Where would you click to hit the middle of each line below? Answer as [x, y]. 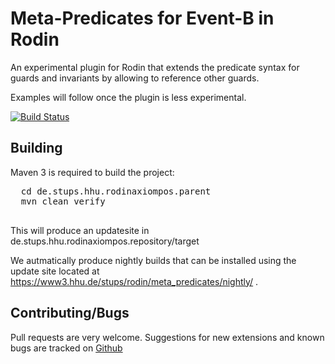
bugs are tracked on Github [66, 348]
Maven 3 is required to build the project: [92, 172]
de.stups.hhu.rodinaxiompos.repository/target [105, 241]
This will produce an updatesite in [80, 230]
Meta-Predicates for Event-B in [142, 18]
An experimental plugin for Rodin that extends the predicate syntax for [155, 67]
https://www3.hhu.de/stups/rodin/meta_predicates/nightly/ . [134, 281]
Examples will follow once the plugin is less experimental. [128, 97]
